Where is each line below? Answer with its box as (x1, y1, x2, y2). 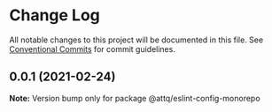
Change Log (9, 5, 100, 26)
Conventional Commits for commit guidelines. (9, 43, 175, 54)
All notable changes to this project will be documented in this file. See (9, 34, 264, 45)
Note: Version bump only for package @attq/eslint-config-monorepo (9, 93, 260, 103)
